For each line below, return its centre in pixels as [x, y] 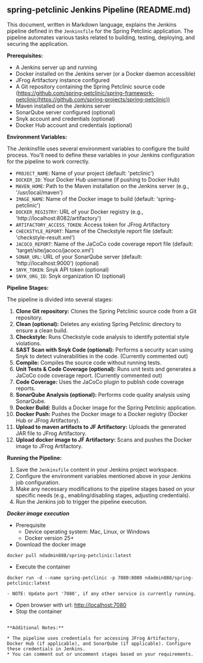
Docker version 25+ [49, 538]
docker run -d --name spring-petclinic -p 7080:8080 [75, 578]
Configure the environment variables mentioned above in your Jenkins [103, 476]
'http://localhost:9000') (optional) [57, 263]
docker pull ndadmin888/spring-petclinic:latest [69, 555]
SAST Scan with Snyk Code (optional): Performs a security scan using [104, 350]
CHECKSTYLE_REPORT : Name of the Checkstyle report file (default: [94, 231]
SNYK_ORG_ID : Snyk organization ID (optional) [70, 276]
